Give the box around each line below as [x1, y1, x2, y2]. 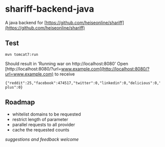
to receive [55, 71, 75, 77]
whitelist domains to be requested [12, 111, 81, 117]
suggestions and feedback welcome [5, 136, 79, 142]
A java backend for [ [5, 20, 46, 25]
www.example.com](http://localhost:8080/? [61, 66, 150, 72]
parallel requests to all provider [12, 122, 75, 127]
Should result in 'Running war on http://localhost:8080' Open [5, 60, 129, 67]
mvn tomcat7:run [5, 52, 38, 57]
